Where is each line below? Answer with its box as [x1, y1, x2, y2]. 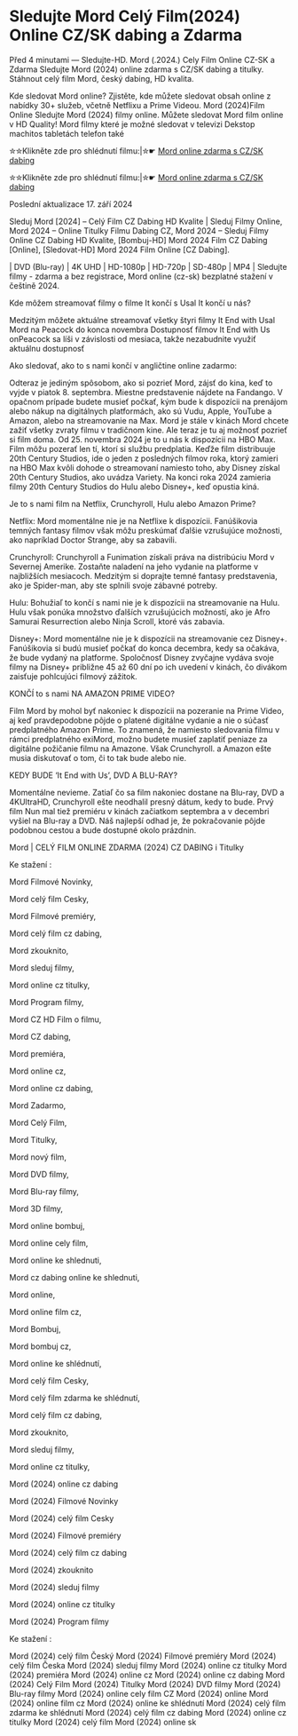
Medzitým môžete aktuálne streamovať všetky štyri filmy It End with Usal [9, 314, 276, 325]
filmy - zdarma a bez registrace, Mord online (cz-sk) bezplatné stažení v [9, 271, 273, 281]
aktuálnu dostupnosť [9, 343, 85, 353]
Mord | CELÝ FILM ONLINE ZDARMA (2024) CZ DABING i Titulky [9, 842, 244, 852]
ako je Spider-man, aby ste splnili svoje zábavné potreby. [9, 580, 218, 591]
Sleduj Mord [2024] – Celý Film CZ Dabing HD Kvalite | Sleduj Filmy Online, [9, 216, 283, 226]
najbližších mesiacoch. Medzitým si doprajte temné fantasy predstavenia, [9, 570, 278, 581]
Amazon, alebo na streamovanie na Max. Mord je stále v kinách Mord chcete [9, 415, 289, 425]
